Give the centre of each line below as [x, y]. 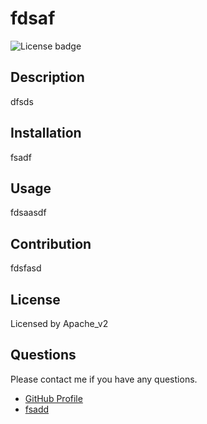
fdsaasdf [28, 213]
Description [47, 77]
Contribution [51, 243]
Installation [46, 133]
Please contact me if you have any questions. [104, 379]
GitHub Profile [53, 398]
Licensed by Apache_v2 [59, 323]
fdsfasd [26, 268]
